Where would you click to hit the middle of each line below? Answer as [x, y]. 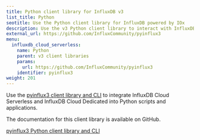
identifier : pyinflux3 [45, 73]
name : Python [33, 51]
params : [26, 61]
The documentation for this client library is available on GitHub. [83, 119]
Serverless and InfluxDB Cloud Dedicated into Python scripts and [86, 101]
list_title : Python [30, 17]
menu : [13, 39]
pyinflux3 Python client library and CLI [53, 131]
